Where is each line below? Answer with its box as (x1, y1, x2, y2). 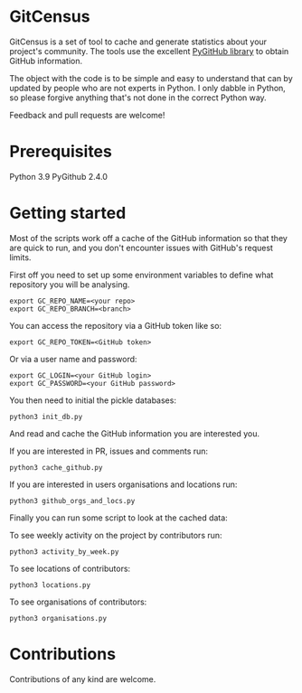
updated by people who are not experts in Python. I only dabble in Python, (9, 82, 287, 93)
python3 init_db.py (9, 412, 83, 421)
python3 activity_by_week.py (9, 547, 119, 557)
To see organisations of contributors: (9, 596, 147, 607)
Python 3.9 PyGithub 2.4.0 (9, 171, 109, 182)
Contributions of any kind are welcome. (9, 673, 156, 684)
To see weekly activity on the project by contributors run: (9, 529, 223, 540)
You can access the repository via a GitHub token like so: (9, 320, 222, 331)
